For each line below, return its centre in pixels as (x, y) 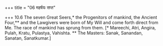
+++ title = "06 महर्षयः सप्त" (30, 8)
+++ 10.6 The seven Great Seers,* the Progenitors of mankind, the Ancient (81, 17)
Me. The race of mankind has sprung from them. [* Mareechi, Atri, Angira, (80, 28)
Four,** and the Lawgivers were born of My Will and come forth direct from (81, 23)
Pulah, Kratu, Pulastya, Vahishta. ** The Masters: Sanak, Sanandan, (74, 33)
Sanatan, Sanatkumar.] (28, 38)
